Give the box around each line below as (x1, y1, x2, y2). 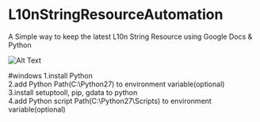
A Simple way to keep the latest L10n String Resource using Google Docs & (8, 32, 253, 41)
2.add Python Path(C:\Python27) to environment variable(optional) (8, 79, 225, 89)
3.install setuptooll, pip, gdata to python (8, 87, 138, 97)
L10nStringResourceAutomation (8, 6, 224, 24)
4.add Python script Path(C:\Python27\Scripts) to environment (8, 96, 212, 105)
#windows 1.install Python (8, 71, 94, 80)
